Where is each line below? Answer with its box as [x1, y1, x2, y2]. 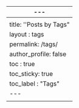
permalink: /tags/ [9, 40, 58, 48]
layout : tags [9, 30, 44, 38]
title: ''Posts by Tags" [9, 21, 70, 29]
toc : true [9, 60, 35, 68]
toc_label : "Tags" [9, 79, 60, 87]
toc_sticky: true [9, 70, 53, 78]
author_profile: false [9, 50, 67, 58]
